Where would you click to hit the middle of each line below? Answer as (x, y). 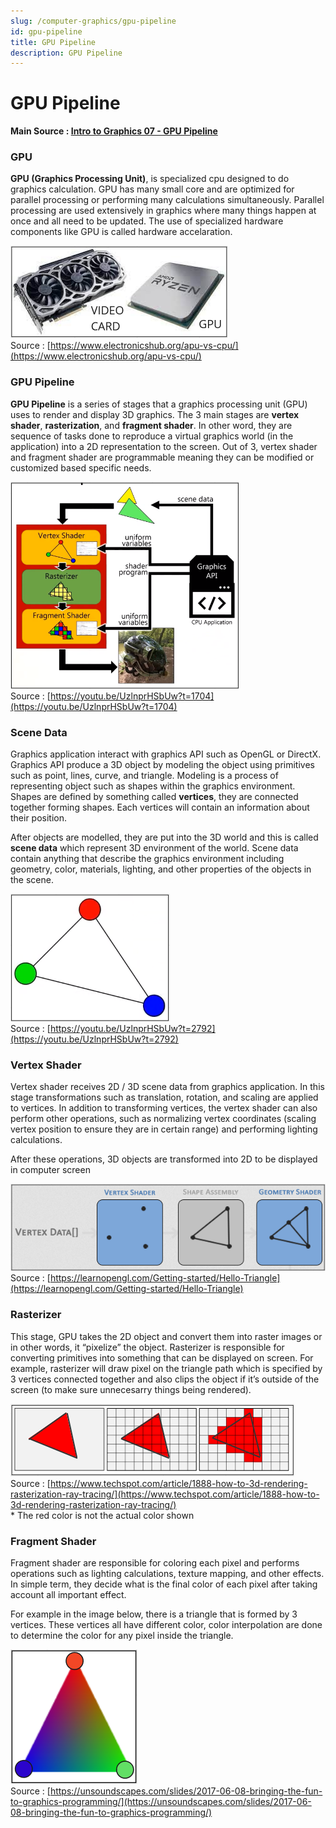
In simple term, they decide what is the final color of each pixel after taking (164, 1584)
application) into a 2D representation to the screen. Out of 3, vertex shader (164, 446)
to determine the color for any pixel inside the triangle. (122, 1635)
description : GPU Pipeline (66, 53)
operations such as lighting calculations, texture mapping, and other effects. (167, 1573)
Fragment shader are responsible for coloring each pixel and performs (155, 1562)
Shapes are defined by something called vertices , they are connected (154, 797)
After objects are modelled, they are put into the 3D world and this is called (164, 837)
